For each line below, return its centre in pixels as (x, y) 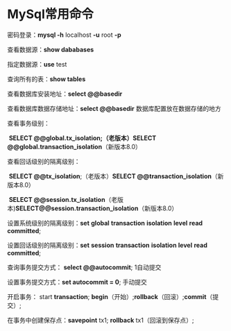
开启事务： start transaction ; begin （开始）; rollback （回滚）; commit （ (110, 296)
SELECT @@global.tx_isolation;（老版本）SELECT (83, 138)
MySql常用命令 (50, 14)
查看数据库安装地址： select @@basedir (65, 94)
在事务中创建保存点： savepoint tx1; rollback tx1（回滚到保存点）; (101, 320)
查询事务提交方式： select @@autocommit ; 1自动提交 (84, 267)
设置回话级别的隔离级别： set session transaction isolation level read (108, 245)
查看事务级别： (28, 123)
